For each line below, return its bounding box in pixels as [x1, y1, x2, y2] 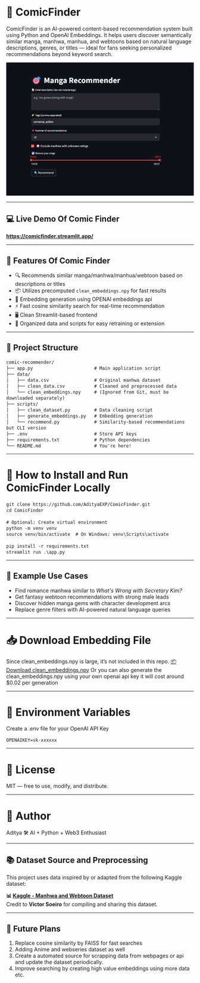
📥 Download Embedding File [6, 633, 151, 647]
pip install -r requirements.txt [6, 543, 89, 549]
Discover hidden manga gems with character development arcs [14, 599, 171, 606]
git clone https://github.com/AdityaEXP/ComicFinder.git [6, 501, 151, 507]
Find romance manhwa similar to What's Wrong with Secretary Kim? [14, 587, 183, 594]
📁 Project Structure [6, 343, 79, 353]
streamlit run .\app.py [6, 549, 65, 555]
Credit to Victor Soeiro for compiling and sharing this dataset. [6, 901, 158, 908]
